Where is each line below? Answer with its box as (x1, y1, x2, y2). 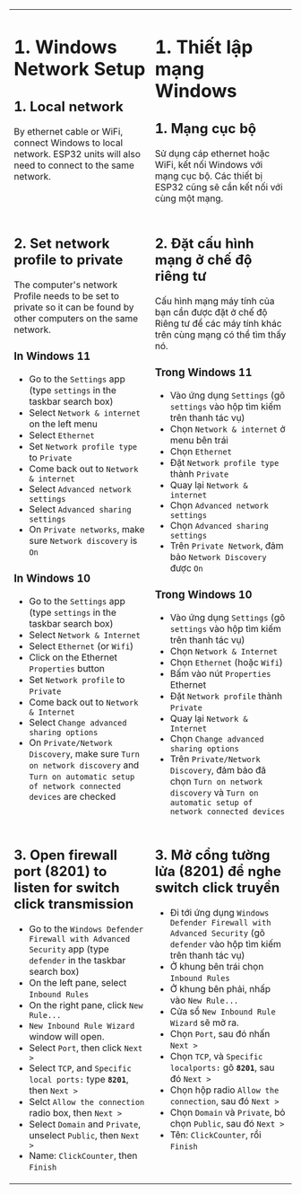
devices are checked (29, 790, 116, 803)
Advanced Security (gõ (169, 926, 266, 939)
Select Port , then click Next (29, 1041, 143, 1054)
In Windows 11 (13, 349, 91, 363)
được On (169, 561, 203, 574)
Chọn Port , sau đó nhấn (169, 1028, 271, 1040)
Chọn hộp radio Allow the (169, 1084, 279, 1096)
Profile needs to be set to (13, 289, 119, 302)
